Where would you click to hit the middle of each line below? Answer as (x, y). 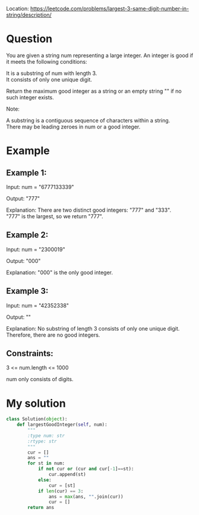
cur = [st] (62, 485)
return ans (41, 508)
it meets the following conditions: (47, 61)
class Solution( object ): (37, 419)
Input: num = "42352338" (38, 305)
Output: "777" (23, 198)
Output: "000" (23, 260)
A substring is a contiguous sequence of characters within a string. (88, 120)
